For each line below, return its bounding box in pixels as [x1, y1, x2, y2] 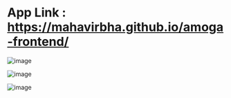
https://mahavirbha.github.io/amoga [7, 19, 224, 35]
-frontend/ [7, 34, 69, 49]
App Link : [7, 5, 66, 21]
